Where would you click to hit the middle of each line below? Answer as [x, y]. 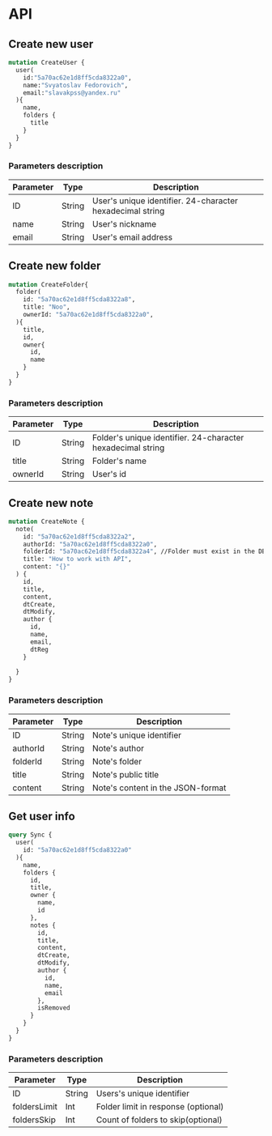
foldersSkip [34, 1120]
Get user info [42, 816]
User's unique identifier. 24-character [165, 201]
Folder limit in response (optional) [160, 1107]
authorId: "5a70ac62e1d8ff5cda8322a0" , [90, 544]
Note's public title [125, 774]
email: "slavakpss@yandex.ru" [72, 93]
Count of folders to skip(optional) [159, 1120]
